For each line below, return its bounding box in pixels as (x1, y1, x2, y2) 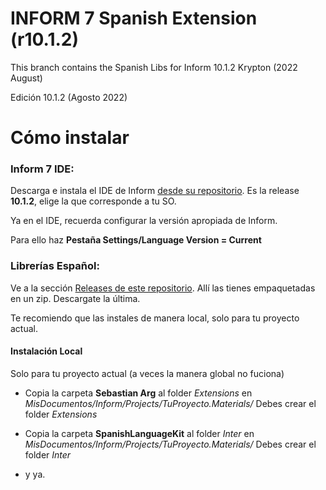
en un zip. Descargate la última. (10, 292, 141, 304)
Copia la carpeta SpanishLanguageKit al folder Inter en (24, 427, 255, 439)
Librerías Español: (10, 259, 100, 273)
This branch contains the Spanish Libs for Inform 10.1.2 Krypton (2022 (10, 61, 298, 73)
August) (10, 72, 43, 84)
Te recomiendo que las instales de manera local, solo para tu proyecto (10, 312, 300, 324)
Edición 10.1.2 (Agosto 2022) (10, 91, 128, 103)
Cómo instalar (10, 127, 130, 149)
